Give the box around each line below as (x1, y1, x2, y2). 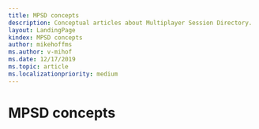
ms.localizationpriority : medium (8, 70, 118, 78)
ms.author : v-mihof (8, 48, 73, 56)
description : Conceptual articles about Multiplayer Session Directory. (8, 19, 253, 27)
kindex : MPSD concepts (8, 33, 83, 42)
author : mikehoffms (8, 41, 73, 49)
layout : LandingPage (8, 26, 77, 34)
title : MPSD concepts (8, 11, 80, 20)
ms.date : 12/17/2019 (8, 56, 77, 64)
